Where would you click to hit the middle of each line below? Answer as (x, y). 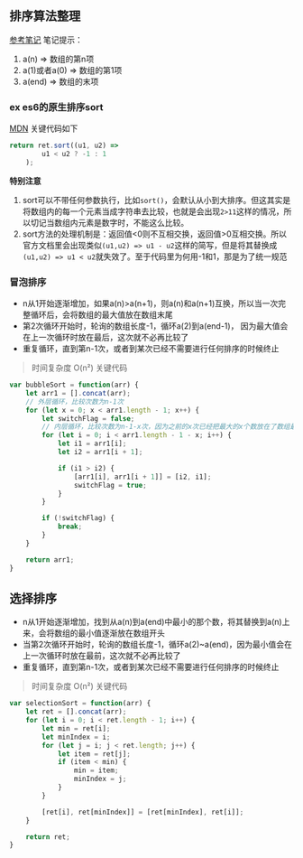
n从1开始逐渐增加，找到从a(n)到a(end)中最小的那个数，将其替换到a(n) (152, 622)
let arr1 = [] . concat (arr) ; (78, 393)
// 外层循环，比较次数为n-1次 (75, 401)
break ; (70, 527)
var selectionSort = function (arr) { (80, 704)
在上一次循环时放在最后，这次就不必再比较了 (106, 338)
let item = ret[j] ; (94, 754)
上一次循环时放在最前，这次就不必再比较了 (101, 656)
